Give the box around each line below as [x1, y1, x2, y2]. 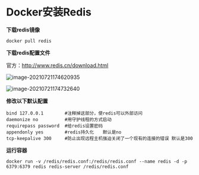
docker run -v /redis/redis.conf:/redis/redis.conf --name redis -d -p [6, 158, 187, 164]
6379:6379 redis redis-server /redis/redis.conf [6, 164, 129, 170]
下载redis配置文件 [6, 49, 50, 56]
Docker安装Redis [6, 5, 92, 19]
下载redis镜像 [6, 26, 40, 33]
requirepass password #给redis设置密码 [6, 123, 103, 129]
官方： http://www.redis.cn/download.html [6, 62, 109, 69]
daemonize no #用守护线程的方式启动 [6, 116, 112, 122]
